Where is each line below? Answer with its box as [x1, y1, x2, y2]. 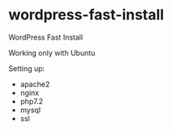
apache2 [19, 79, 50, 89]
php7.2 [19, 96, 43, 106]
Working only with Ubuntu [8, 48, 96, 57]
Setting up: [8, 63, 45, 73]
